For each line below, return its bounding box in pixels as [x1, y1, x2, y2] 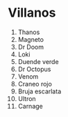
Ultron [17, 94, 37, 102]
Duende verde [17, 57, 59, 65]
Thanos [17, 28, 40, 36]
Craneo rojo [17, 79, 53, 88]
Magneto [17, 35, 44, 43]
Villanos [8, 5, 56, 21]
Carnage [17, 102, 44, 110]
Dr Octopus [17, 65, 51, 73]
